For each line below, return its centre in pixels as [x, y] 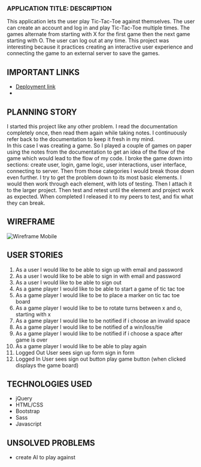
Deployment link [35, 87]
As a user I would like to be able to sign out [68, 282]
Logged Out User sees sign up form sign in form [75, 352]
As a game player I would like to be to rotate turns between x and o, [99, 308]
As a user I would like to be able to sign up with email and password [99, 270]
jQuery [24, 399]
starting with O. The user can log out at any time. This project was [88, 41]
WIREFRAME [31, 222]
